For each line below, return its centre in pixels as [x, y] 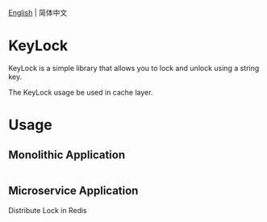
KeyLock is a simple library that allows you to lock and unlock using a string [134, 68]
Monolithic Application [67, 155]
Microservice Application [73, 191]
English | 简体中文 [38, 13]
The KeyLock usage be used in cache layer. [81, 92]
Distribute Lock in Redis [48, 210]
